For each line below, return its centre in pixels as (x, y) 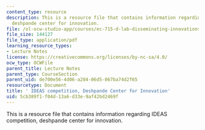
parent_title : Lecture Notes (43, 68)
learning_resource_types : (39, 46)
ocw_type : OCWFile (30, 63)
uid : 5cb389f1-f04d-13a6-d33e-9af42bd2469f (63, 97)
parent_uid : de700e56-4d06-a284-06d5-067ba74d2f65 (72, 80)
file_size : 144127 (30, 35)
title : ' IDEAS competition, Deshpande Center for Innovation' (88, 91)
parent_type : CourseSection (42, 74)
